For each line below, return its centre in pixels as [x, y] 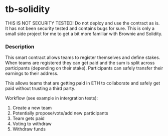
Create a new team [32, 108]
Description [20, 46]
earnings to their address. [32, 73]
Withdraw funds [29, 129]
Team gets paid [29, 118]
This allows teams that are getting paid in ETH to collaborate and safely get [83, 83]
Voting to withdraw [32, 124]
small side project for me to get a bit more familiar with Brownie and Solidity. [84, 33]
